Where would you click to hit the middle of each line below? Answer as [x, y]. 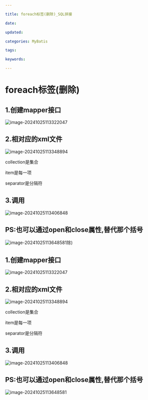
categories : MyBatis [27, 41]
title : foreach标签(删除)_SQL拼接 [39, 14]
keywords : [15, 59]
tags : [11, 50]
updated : [14, 32]
